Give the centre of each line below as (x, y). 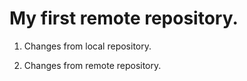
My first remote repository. (124, 18)
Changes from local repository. (87, 46)
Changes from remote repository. (92, 65)
